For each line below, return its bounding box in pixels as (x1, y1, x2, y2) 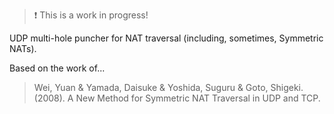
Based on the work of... (9, 62, 106, 74)
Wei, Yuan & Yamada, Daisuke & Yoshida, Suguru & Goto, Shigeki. (33, 82, 304, 93)
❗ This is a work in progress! (33, 9, 149, 21)
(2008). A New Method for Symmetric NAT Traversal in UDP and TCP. (33, 92, 321, 104)
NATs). (9, 43, 37, 54)
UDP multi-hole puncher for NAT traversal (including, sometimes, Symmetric (9, 32, 324, 44)
